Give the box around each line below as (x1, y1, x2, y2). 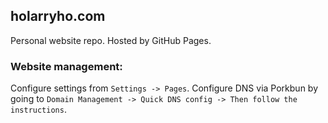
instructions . (10, 104, 67, 116)
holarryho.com (10, 8, 106, 25)
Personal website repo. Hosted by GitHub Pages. (10, 34, 212, 46)
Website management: (10, 59, 123, 73)
